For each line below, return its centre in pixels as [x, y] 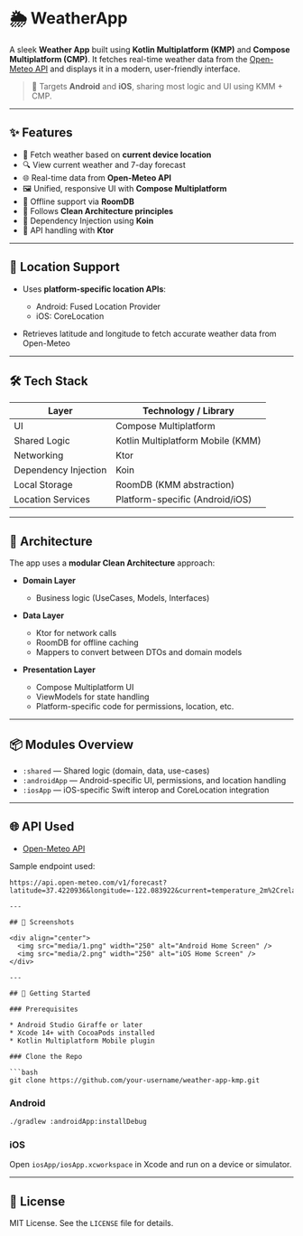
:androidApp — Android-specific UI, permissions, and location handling [154, 780]
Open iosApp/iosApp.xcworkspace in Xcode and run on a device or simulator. [151, 1165]
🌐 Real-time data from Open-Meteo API [97, 177]
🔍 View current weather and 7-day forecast [104, 164]
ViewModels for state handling [92, 697]
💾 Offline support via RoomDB [78, 201]
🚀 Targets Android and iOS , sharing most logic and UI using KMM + [157, 86]
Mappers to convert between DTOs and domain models [139, 652]
